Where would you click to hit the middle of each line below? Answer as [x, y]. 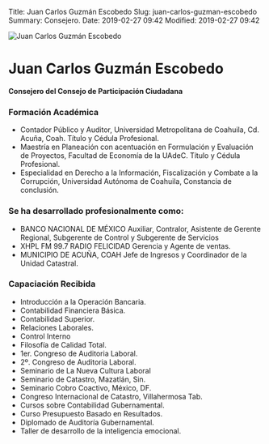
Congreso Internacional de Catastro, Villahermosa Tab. [111, 396]
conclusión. [39, 190]
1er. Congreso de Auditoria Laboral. [79, 353]
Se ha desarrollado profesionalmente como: [96, 211]
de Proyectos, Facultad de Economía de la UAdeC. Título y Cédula [130, 156]
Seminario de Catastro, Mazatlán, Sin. [83, 379]
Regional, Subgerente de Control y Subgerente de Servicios [120, 237]
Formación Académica [54, 112]
